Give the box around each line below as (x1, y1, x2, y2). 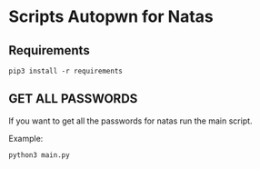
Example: (8, 133, 44, 144)
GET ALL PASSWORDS (8, 91, 138, 106)
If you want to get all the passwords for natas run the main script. (8, 115, 253, 126)
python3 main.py (8, 150, 70, 160)
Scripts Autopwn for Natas (8, 6, 215, 27)
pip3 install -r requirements (8, 66, 124, 75)
